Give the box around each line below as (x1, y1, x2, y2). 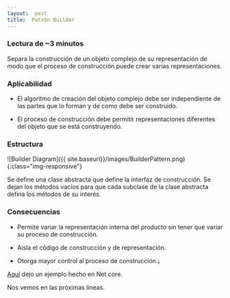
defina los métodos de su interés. (7, 190, 101, 199)
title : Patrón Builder (7, 16, 75, 23)
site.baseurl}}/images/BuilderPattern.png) (67, 155, 186, 163)
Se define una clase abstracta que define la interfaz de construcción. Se (7, 175, 211, 184)
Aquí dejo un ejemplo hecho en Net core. (7, 270, 123, 278)
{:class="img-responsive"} (7, 162, 83, 171)
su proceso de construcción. (16, 230, 99, 238)
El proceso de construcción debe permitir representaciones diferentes (16, 115, 216, 123)
